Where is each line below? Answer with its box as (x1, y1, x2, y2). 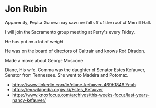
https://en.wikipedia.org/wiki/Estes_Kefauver (12, 86, 103, 92)
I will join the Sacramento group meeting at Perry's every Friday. (5, 29, 135, 35)
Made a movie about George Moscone (5, 57, 83, 63)
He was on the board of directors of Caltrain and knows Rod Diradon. (5, 48, 145, 54)
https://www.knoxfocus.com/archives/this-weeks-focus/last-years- (12, 92, 150, 98)
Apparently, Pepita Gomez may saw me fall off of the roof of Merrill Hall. (5, 20, 151, 25)
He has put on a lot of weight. (5, 38, 65, 44)
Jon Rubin (5, 3, 48, 15)
